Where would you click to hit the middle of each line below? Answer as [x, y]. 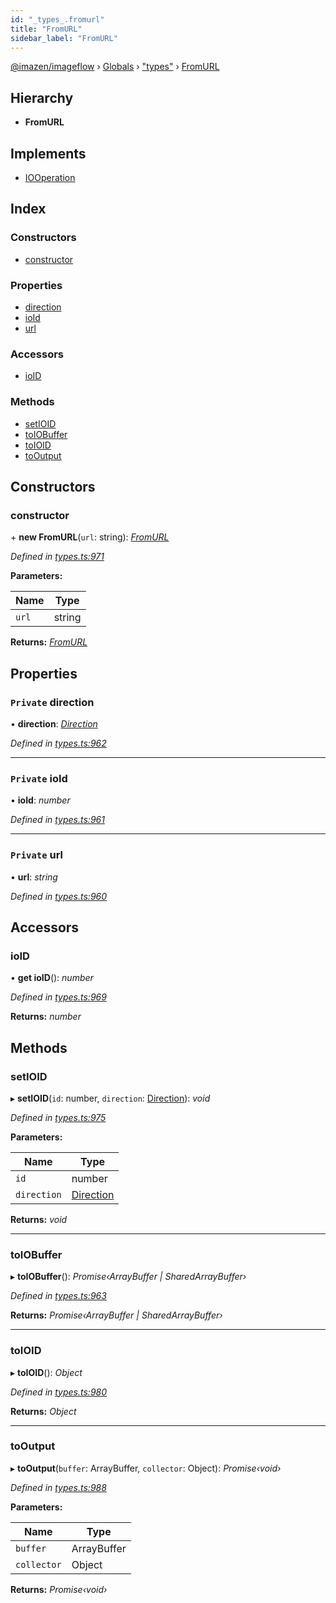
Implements [48, 153]
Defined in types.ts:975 [58, 1117]
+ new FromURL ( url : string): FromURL [90, 537]
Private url [37, 855]
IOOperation [50, 177]
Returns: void [39, 1219]
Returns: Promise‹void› [59, 1589]
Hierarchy [42, 97]
